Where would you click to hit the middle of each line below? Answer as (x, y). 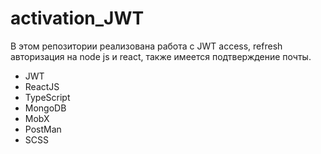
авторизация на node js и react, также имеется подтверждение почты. (161, 56)
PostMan (43, 129)
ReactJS (42, 86)
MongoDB (45, 108)
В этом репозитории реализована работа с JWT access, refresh (146, 46)
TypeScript (47, 97)
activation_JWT (77, 18)
